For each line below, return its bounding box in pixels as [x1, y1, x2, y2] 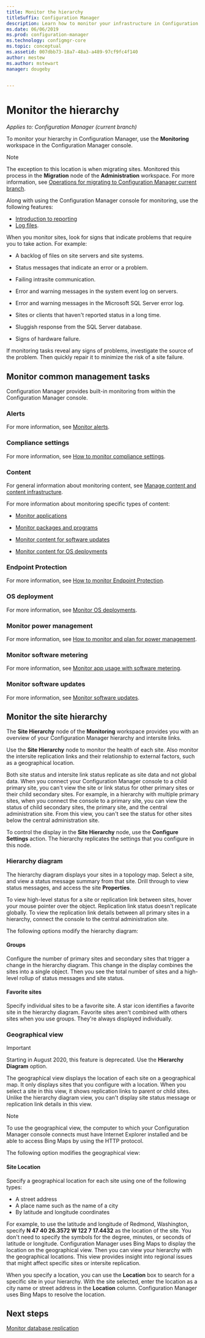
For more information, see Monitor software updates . [6, 694, 140, 701]
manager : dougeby [6, 66, 51, 72]
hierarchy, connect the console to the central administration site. [6, 915, 169, 922]
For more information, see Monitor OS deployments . [6, 606, 138, 614]
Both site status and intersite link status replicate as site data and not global [6, 771, 197, 778]
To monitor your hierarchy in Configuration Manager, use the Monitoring [6, 135, 189, 143]
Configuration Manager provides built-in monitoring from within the [6, 387, 176, 395]
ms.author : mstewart [6, 60, 59, 66]
